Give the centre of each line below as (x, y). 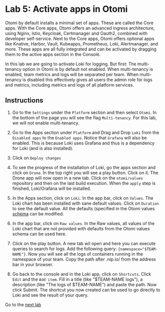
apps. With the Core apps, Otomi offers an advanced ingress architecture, (80, 28)
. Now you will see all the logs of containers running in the (84, 254)
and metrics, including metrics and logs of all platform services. (70, 85)
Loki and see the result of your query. (50, 295)
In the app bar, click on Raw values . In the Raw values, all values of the (83, 223)
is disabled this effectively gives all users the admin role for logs (87, 80)
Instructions (24, 101)
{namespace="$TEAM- (138, 249)
